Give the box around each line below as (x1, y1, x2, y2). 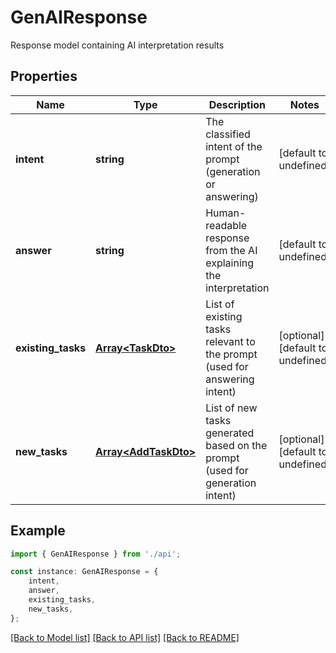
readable (205, 218, 248, 232)
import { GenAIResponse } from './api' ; (10, 549, 182, 559)
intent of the (205, 139, 263, 153)
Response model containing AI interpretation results (10, 39, 225, 51)
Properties (10, 68, 78, 85)
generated (205, 426, 255, 440)
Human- (205, 206, 247, 220)
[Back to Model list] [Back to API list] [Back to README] (10, 631, 240, 643)
